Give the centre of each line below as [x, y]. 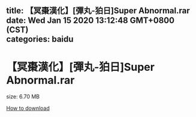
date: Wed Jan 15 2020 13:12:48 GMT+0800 [91, 21]
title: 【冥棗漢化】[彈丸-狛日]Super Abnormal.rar [98, 11]
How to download [28, 108]
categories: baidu [40, 39]
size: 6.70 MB [23, 97]
